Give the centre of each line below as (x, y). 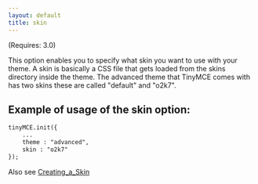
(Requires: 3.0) (32, 45)
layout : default (35, 15)
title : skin (27, 23)
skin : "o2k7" (45, 150)
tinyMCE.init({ (33, 128)
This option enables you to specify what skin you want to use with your (123, 60)
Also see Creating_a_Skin (49, 171)
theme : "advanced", (56, 143)
